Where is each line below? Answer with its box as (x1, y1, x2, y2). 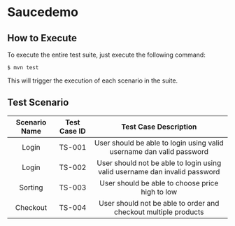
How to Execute (7, 32, 77, 44)
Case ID (59, 126, 86, 136)
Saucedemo (7, 4, 79, 20)
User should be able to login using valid (94, 138, 224, 148)
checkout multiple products (114, 207, 204, 217)
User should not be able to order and (99, 198, 220, 208)
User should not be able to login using (97, 158, 222, 168)
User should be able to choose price (99, 178, 219, 188)
